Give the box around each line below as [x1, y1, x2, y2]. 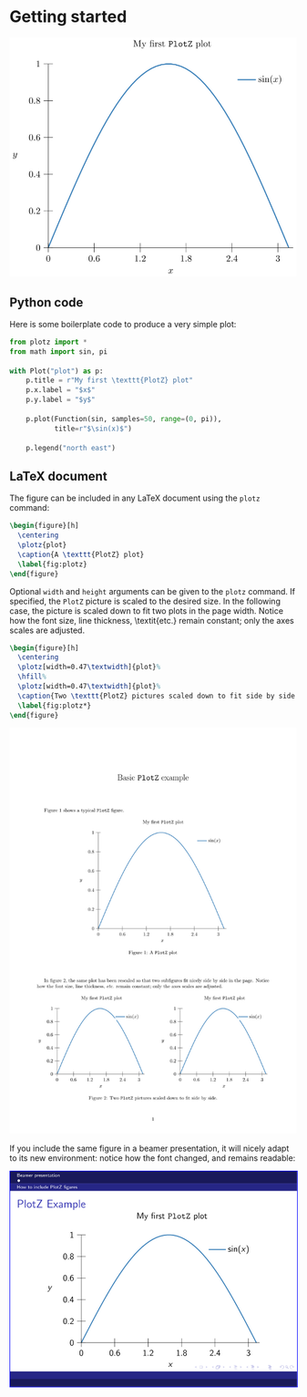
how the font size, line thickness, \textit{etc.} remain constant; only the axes [9, 615, 294, 626]
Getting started [9, 6, 128, 27]
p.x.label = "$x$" [26, 386, 96, 395]
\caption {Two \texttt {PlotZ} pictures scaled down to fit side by [17, 691, 275, 700]
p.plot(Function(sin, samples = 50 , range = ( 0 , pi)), [26, 414, 222, 423]
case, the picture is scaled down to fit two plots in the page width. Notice [9, 605, 284, 616]
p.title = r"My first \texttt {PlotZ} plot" [26, 376, 194, 385]
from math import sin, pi [9, 347, 107, 357]
